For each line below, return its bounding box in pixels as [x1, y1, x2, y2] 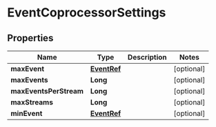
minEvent [10, 108, 43, 118]
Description [127, 53, 167, 62]
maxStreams [10, 97, 54, 107]
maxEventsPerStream [10, 86, 84, 95]
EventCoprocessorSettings [7, 5, 166, 21]
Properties [7, 32, 54, 44]
